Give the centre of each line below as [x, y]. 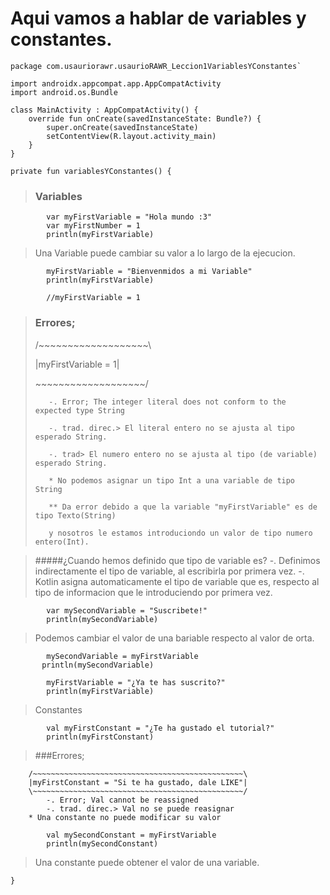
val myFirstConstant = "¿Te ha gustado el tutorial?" [160, 728]
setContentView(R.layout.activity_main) [131, 136]
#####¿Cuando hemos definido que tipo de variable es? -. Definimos [177, 560]
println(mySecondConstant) [102, 843]
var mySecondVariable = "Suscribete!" [127, 610]
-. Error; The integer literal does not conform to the [167, 402]
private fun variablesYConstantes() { [91, 171]
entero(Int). [62, 542]
